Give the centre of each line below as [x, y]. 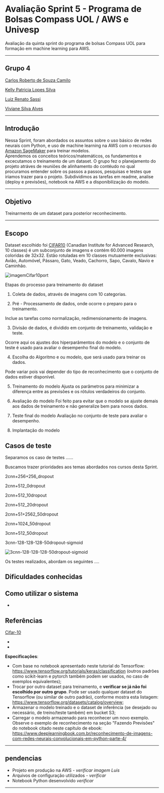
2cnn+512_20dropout [27, 505]
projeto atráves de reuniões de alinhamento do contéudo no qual [70, 166]
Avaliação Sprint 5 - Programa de [73, 9]
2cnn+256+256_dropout [30, 476]
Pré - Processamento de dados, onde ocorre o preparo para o [74, 304]
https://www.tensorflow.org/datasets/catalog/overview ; [68, 702]
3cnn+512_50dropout [26, 533]
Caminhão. [16, 266]
